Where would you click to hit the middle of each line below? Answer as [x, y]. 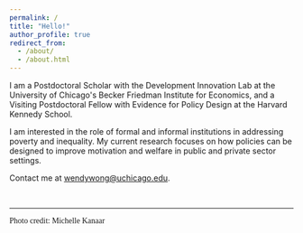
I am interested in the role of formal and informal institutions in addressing [147, 131]
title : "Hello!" [40, 26]
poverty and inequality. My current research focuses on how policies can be [151, 141]
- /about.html [44, 60]
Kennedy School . [41, 114]
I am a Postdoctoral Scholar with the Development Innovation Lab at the [142, 85]
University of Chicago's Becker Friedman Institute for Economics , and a [142, 95]
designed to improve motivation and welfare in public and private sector [143, 151]
